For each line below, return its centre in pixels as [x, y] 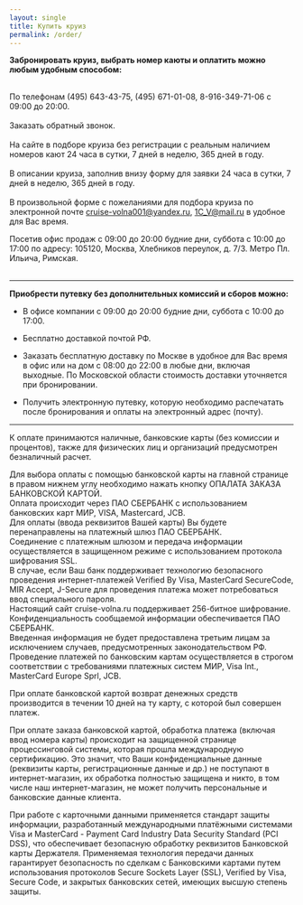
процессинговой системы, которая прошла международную [127, 750]
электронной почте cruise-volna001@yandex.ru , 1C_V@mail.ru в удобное [147, 212]
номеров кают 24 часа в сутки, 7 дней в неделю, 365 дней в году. [137, 154]
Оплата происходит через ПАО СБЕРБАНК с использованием [129, 503]
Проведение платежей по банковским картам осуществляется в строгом [151, 657]
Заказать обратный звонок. [62, 126]
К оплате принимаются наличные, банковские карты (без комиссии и [144, 438]
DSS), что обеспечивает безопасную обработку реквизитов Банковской [149, 844]
